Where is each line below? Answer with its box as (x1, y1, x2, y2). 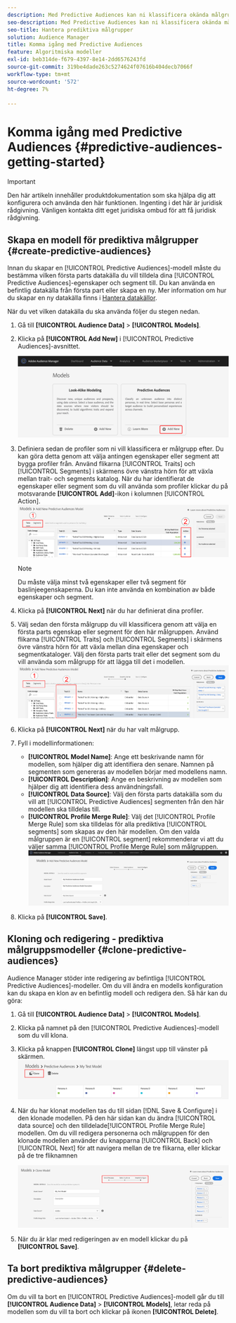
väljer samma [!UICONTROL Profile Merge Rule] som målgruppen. (27, 842, 219, 851)
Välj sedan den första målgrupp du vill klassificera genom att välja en (17, 620, 217, 628)
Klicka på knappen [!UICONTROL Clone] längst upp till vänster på (17, 1044, 209, 1053)
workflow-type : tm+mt (7, 70, 71, 77)
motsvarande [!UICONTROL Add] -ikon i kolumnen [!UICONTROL (17, 489, 205, 498)
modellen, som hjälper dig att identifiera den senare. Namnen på (27, 760, 214, 769)
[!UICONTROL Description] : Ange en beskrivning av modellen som (27, 775, 223, 784)
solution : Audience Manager (7, 34, 90, 41)
